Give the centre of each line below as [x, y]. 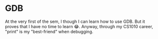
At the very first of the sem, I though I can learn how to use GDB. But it [75, 21]
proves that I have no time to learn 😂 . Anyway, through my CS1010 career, [79, 26]
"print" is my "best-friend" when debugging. [49, 31]
